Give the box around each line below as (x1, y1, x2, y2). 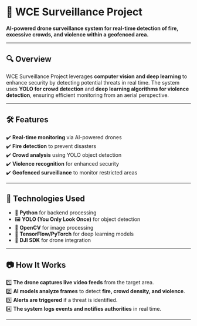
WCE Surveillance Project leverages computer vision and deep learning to (6, 73, 188, 80)
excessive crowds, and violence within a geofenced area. (6, 31, 149, 38)
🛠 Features (6, 115, 49, 125)
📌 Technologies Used (6, 193, 85, 203)
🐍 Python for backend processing (14, 209, 97, 216)
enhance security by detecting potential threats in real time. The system (6, 79, 180, 86)
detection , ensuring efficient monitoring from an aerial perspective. (6, 91, 169, 99)
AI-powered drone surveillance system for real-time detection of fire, (6, 25, 179, 32)
